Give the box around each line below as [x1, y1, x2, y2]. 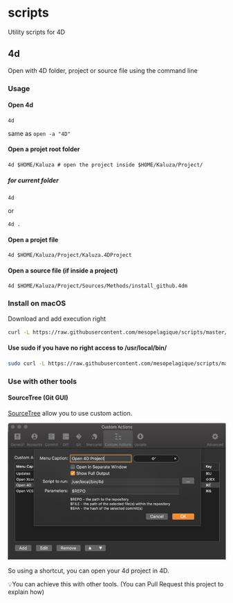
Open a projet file [8, 235, 59, 244]
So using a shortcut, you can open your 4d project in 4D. [8, 567, 169, 575]
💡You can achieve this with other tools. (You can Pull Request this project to [8, 580, 224, 588]
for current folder [8, 176, 59, 185]
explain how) [8, 588, 44, 596]
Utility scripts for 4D [8, 28, 65, 36]
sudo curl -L [8, 359, 46, 367]
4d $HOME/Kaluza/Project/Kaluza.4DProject [8, 252, 132, 259]
